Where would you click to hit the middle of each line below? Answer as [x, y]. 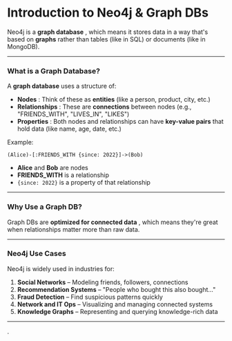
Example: [20, 142]
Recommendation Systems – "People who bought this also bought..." [116, 289]
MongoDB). [23, 46]
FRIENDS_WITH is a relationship [63, 175]
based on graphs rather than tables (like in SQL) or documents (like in [106, 39]
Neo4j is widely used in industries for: [61, 268]
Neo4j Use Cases [37, 254]
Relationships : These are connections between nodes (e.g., [104, 107]
